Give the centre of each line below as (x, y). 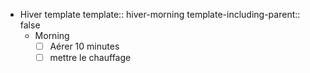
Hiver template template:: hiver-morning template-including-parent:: (160, 14)
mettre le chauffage (90, 58)
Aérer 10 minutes (84, 46)
